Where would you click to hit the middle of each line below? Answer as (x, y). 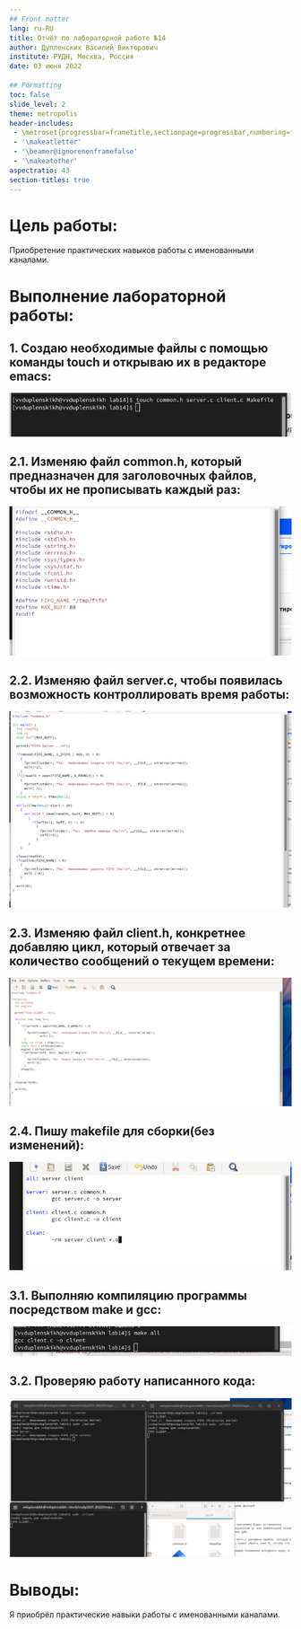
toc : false (30, 94)
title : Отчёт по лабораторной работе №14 (88, 38)
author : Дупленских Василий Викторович (84, 48)
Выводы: (44, 1590)
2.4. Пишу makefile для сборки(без (112, 1131)
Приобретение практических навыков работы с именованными (132, 251)
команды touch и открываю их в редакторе (138, 362)
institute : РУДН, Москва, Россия (72, 57)
